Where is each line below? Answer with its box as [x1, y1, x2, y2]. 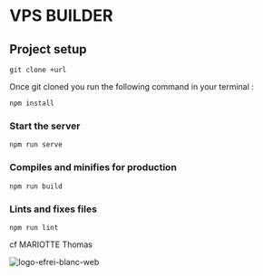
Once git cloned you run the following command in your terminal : [9, 81, 254, 91]
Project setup [9, 42, 88, 57]
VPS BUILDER [9, 5, 113, 26]
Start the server [9, 119, 81, 132]
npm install [9, 99, 54, 108]
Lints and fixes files [9, 203, 98, 215]
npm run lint [9, 223, 59, 232]
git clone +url [9, 65, 67, 74]
